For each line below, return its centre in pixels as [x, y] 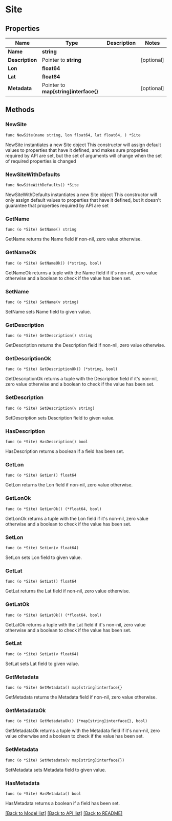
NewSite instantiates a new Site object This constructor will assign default [83, 145]
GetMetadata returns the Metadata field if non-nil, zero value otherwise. [81, 697]
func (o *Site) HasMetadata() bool [43, 794]
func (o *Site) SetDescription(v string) [50, 408]
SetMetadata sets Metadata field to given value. [56, 770]
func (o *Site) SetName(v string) [42, 302]
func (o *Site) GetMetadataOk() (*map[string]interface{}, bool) [76, 721]
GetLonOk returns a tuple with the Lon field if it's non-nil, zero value [77, 518]
